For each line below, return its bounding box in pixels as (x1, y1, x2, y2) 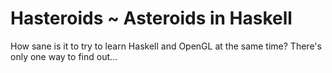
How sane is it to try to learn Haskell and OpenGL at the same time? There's (10, 40, 322, 52)
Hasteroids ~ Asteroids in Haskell (10, 7, 293, 30)
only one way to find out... (10, 50, 118, 62)
